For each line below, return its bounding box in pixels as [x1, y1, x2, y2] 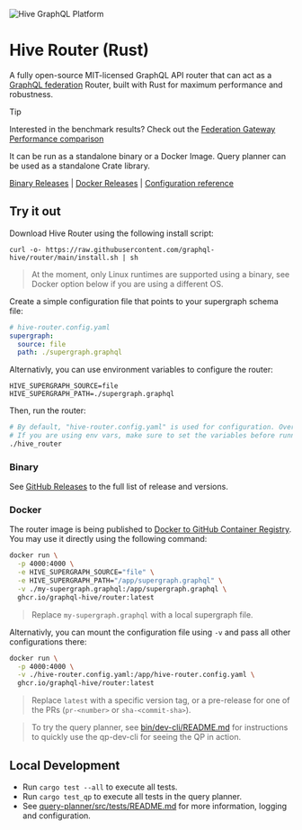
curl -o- [9, 245, 42, 254]
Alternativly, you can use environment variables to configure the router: [9, 365, 274, 375]
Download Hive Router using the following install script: [9, 228, 214, 239]
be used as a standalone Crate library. [9, 160, 150, 171]
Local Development [9, 757, 120, 773]
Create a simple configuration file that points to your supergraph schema [9, 295, 279, 306]
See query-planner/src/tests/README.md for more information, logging [22, 801, 288, 812]
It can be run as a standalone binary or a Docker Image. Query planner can [9, 150, 286, 161]
